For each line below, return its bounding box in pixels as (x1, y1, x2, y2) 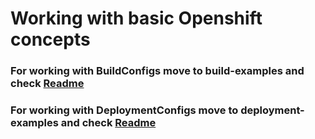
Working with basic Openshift (10, 7, 263, 30)
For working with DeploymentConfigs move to (10, 103, 239, 117)
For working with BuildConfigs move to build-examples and (10, 64, 305, 78)
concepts (10, 28, 91, 51)
